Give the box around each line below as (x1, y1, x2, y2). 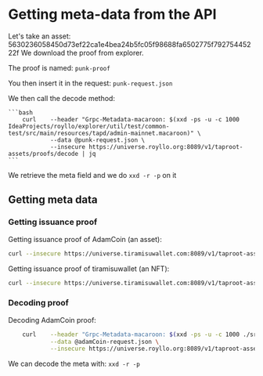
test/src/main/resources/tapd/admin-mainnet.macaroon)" (8, 129, 194, 137)
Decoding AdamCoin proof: (8, 315, 96, 324)
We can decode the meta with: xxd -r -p (8, 359, 141, 369)
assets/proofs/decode (8, 150, 79, 157)
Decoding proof (8, 298, 69, 309)
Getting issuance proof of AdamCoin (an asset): (8, 234, 162, 244)
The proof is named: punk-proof (8, 63, 111, 72)
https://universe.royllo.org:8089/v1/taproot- (88, 143, 243, 150)
